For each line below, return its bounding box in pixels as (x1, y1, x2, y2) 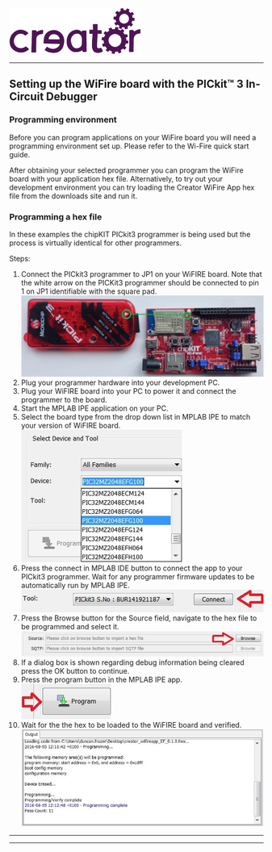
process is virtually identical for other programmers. (9, 238, 182, 248)
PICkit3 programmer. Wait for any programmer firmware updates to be (20, 571, 255, 581)
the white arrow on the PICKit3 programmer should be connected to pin (20, 278, 259, 287)
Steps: (9, 253, 31, 263)
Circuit (9, 90, 44, 104)
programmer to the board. (20, 395, 107, 404)
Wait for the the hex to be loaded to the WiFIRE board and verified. (20, 720, 242, 729)
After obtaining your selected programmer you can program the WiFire (9, 165, 245, 175)
